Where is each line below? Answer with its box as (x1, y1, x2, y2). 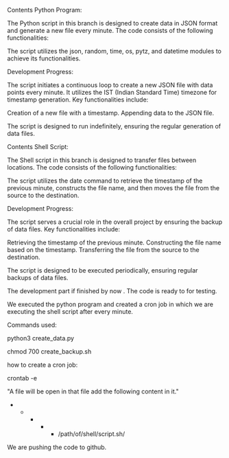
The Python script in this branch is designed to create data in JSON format (7, 19, 218, 27)
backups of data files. (7, 274, 69, 282)
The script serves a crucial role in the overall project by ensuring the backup (7, 218, 223, 226)
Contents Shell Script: (7, 143, 69, 150)
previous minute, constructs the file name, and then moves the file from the (7, 184, 220, 192)
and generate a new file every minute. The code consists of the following (7, 27, 214, 34)
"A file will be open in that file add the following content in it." (7, 387, 180, 396)
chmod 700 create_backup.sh (7, 347, 92, 356)
